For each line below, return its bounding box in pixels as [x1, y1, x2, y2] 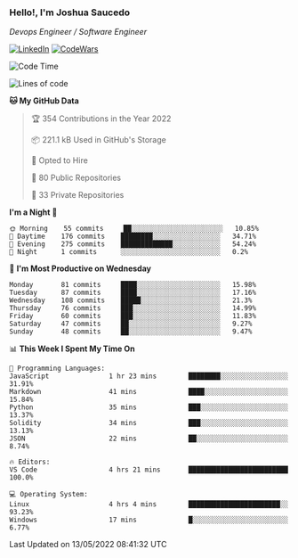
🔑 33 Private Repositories [30, 190, 125, 201]
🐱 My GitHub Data [9, 95, 80, 106]
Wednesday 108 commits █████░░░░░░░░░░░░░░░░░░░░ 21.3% [9, 296, 253, 305]
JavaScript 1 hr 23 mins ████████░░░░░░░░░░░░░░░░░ [9, 372, 289, 381]
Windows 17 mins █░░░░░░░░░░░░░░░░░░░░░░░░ [9, 515, 289, 525]
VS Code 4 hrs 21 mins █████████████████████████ [9, 465, 289, 474]
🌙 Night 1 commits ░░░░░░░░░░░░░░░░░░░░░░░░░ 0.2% [9, 248, 249, 257]
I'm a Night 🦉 [9, 207, 58, 217]
